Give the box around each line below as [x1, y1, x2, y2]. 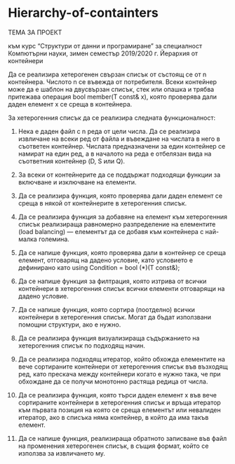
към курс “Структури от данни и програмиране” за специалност [8, 41, 203, 50]
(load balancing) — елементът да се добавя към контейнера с [18, 227, 204, 236]
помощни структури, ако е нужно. [18, 320, 121, 329]
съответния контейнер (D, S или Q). [18, 156, 126, 165]
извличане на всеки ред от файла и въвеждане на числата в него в [18, 135, 220, 143]
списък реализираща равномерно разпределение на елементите [18, 219, 216, 228]
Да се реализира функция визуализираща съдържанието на [18, 334, 200, 342]
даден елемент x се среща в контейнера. [8, 100, 133, 108]
